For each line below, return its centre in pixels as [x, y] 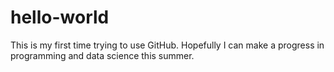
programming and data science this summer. [102, 55]
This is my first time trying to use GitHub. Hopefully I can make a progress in [167, 45]
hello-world [60, 17]
